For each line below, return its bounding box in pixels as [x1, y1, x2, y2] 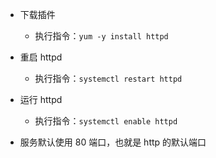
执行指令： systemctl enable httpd [34, 115, 178, 127]
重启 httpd [19, 51, 63, 63]
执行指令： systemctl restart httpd [34, 73, 183, 84]
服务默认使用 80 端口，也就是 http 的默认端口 [19, 136, 207, 148]
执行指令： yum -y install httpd [34, 30, 169, 42]
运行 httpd [19, 94, 63, 105]
